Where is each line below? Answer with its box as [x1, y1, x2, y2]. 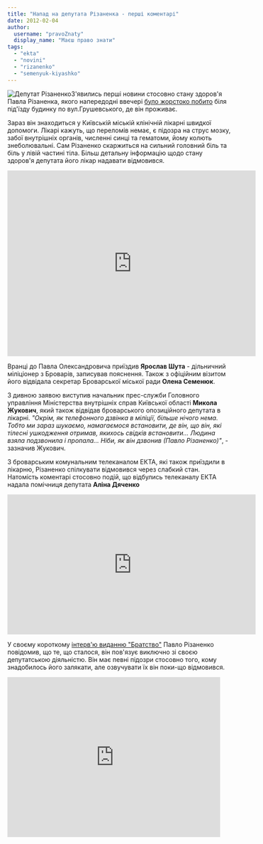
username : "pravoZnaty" [13, 30, 84, 38]
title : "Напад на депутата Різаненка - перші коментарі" [7, 10, 179, 18]
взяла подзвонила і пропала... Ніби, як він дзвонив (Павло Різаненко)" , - [7, 436, 229, 444]
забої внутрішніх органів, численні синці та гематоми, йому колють [7, 133, 213, 142]
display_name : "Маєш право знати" [13, 37, 116, 44]
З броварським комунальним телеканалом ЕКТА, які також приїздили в [7, 457, 225, 466]
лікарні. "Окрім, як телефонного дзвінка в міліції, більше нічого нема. [7, 413, 218, 422]
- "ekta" [13, 50, 40, 58]
